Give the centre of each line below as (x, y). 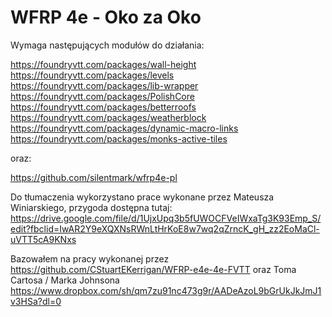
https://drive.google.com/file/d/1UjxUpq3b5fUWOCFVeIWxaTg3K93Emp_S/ (166, 218)
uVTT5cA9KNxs (43, 239)
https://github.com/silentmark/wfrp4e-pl (94, 177)
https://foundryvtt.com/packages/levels (92, 75)
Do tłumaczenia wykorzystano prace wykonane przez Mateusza (142, 197)
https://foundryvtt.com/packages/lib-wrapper (104, 85)
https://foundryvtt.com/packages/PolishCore (102, 96)
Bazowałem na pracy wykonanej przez (90, 258)
